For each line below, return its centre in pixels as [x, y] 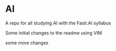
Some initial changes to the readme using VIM [54, 33]
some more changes [27, 43]
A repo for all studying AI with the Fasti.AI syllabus [58, 23]
